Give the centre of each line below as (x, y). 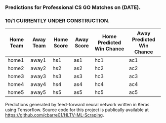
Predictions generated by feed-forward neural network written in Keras (77, 105)
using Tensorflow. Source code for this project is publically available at (77, 110)
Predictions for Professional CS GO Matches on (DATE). (73, 7)
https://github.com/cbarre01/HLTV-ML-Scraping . (55, 115)
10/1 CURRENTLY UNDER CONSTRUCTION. (58, 21)
